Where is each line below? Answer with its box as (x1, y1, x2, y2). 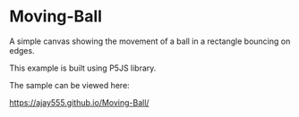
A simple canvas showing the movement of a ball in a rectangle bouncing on (9, 36, 291, 46)
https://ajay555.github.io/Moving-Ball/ (9, 96, 149, 108)
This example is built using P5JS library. (9, 63, 157, 73)
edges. (9, 45, 35, 55)
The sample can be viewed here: (9, 79, 130, 90)
